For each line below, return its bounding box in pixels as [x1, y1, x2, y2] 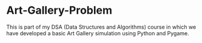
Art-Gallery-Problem [6, 4, 113, 17]
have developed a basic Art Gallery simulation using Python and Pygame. [6, 29, 189, 36]
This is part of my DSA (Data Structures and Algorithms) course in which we [6, 23, 197, 30]
